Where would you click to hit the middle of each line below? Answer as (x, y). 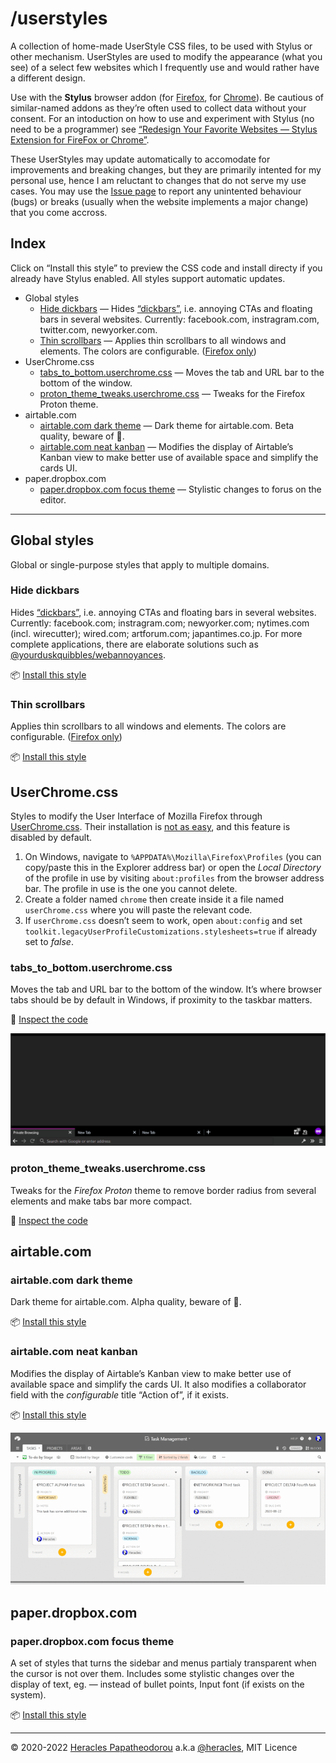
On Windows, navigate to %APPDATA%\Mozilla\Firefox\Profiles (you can (173, 856)
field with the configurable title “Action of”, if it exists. (120, 1394)
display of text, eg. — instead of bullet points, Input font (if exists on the (157, 1684)
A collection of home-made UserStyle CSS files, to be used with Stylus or (161, 46)
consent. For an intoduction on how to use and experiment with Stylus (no (162, 118)
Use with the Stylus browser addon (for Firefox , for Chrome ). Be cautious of (167, 97)
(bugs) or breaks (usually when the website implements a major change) (159, 201)
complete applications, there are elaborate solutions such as (134, 644)
